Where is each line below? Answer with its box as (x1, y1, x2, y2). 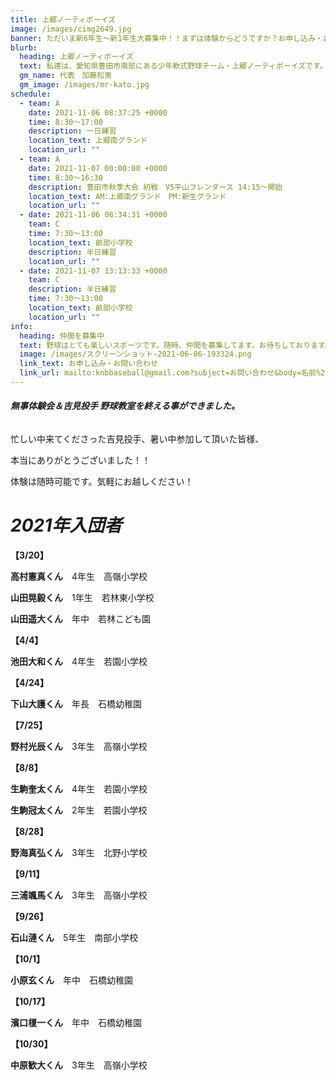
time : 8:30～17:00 (28, 117, 103, 127)
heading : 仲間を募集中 (19, 331, 105, 341)
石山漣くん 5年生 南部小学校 (10, 932, 139, 944)
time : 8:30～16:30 (28, 172, 103, 183)
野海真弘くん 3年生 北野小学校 (10, 847, 148, 859)
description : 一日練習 (28, 126, 117, 136)
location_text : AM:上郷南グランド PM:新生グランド (28, 191, 227, 201)
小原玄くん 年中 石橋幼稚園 (10, 974, 133, 986)
